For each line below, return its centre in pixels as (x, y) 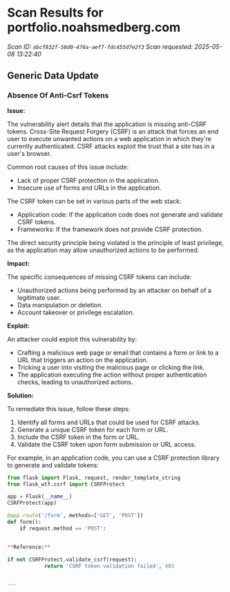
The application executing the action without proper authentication (112, 375)
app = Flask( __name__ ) (40, 496)
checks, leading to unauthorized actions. (75, 382)
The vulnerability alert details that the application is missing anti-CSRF (107, 124)
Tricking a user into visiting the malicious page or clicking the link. (111, 367)
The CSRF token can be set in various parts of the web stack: (94, 201)
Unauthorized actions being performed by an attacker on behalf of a (114, 290)
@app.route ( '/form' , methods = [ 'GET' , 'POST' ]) (75, 516)
